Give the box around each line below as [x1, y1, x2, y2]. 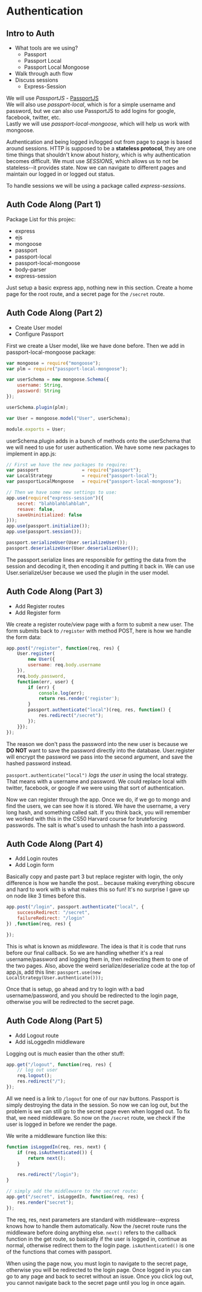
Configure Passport [14, 330, 64, 338]
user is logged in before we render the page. [6, 1120, 118, 1128]
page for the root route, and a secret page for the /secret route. [6, 290, 165, 297]
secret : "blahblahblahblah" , [17, 500, 90, 507]
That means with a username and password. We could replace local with [6, 777, 187, 785]
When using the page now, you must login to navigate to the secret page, [6, 1259, 188, 1267]
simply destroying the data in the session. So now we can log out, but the [6, 1101, 189, 1108]
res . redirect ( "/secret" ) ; [38, 713, 104, 719]
